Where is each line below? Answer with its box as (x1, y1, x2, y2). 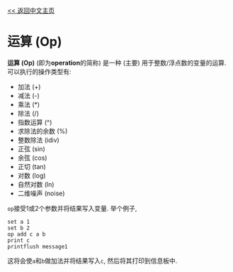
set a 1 (7, 218, 30, 225)
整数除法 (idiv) (17, 136, 60, 144)
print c (7, 236, 30, 244)
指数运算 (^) (17, 118, 52, 126)
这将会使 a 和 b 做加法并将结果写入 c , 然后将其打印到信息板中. (7, 256, 178, 265)
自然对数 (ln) (17, 180, 55, 188)
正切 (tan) (17, 162, 46, 170)
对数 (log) (17, 171, 46, 180)
